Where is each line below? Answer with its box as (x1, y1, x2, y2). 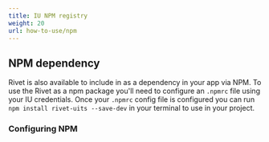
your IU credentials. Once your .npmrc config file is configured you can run (8, 95, 255, 104)
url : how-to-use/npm (8, 26, 78, 34)
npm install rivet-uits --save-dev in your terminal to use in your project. (8, 103, 255, 113)
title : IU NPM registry (8, 11, 88, 20)
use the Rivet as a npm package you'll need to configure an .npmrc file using (8, 86, 261, 96)
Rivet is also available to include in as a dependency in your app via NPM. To (8, 78, 262, 87)
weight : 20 (8, 19, 45, 27)
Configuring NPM (8, 124, 78, 135)
